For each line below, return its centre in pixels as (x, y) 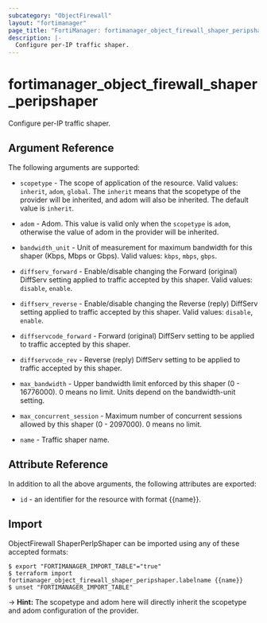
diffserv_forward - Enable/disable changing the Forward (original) (128, 271)
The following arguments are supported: (74, 167)
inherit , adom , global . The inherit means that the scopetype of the (130, 191)
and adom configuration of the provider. (74, 610)
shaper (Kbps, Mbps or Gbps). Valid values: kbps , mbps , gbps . (118, 256)
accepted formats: (39, 551)
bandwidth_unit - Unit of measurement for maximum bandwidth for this (136, 247)
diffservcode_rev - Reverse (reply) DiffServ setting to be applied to (130, 359)
